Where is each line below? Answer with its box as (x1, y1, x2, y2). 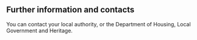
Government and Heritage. (6, 27, 73, 34)
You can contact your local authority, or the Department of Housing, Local (6, 20, 191, 27)
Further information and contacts (6, 5, 135, 15)
